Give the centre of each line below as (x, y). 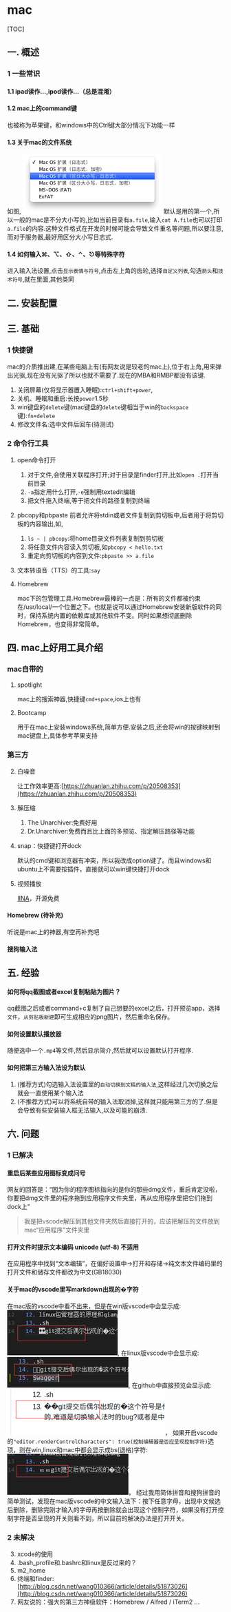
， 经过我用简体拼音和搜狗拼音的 (174, 1492)
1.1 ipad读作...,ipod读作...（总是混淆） (61, 91)
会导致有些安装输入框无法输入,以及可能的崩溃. (82, 1110)
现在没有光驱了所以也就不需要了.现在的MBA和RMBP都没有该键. (117, 375)
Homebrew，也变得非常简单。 (60, 624)
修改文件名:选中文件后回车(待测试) (66, 424)
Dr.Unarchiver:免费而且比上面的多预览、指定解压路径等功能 (111, 831)
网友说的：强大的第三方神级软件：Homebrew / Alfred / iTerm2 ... (108, 1602)
